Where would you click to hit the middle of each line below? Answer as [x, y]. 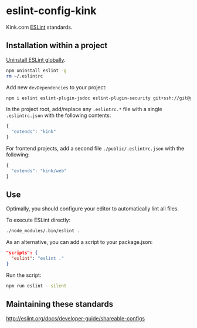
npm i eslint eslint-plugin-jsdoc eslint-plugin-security [78, 98]
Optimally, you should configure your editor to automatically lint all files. [92, 209]
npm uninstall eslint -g [36, 71]
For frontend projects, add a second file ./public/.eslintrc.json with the [95, 148]
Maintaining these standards [60, 304]
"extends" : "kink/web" [39, 171]
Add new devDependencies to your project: [57, 87]
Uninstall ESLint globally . [36, 59]
